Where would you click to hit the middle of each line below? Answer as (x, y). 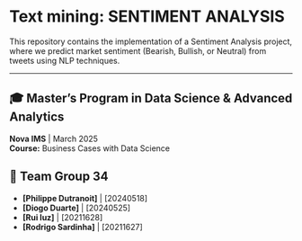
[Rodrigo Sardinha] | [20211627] (83, 227)
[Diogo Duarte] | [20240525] (76, 208)
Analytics (37, 117)
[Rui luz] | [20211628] (62, 217)
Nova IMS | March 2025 (54, 138)
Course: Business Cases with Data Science (90, 148)
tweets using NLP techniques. (65, 60)
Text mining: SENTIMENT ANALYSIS (147, 17)
